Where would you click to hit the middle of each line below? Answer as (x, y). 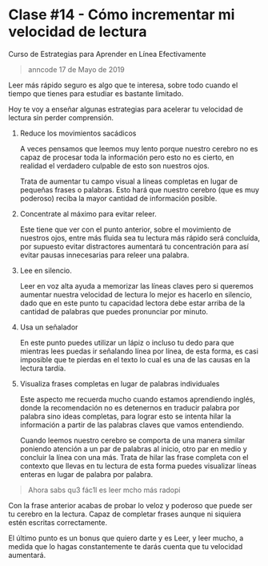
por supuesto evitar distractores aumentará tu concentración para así (134, 246)
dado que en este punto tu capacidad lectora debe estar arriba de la (132, 303)
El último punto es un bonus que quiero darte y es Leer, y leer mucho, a (126, 538)
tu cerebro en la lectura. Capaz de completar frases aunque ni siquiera (125, 514)
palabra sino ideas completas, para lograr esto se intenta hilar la (126, 416)
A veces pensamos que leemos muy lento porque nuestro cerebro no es (139, 148)
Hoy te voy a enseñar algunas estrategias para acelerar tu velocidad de (126, 109)
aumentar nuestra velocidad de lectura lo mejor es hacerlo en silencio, (136, 294)
